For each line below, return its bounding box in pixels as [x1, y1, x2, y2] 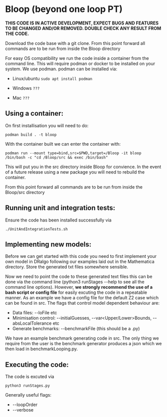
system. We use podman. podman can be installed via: [5, 66, 118, 72]
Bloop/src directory [5, 189, 45, 195]
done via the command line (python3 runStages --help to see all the [5, 279, 145, 285]
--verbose [12, 407, 34, 413]
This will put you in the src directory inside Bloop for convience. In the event [5, 164, 162, 170]
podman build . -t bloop [5, 132, 57, 137]
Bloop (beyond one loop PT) [5, 3, 123, 15]
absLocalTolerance [12, 320, 52, 326]
